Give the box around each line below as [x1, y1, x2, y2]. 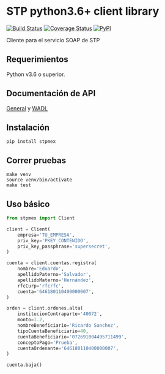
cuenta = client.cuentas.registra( [6, 260, 97, 266]
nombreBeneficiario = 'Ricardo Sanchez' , [17, 322, 119, 329]
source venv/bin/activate [6, 177, 72, 183]
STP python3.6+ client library [6, 4, 159, 18]
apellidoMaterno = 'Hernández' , [17, 277, 95, 283]
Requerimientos [6, 54, 68, 65]
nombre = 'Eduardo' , [17, 265, 64, 272]
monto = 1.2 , [17, 317, 45, 323]
